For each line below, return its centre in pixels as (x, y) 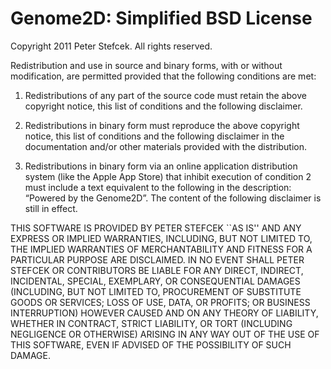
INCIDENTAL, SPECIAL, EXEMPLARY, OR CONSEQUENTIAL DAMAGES (155, 281)
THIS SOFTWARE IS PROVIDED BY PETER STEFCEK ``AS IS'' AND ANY (156, 228)
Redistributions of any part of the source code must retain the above (165, 95)
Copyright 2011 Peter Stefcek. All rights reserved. (111, 46)
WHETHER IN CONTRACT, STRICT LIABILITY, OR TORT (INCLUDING (151, 323)
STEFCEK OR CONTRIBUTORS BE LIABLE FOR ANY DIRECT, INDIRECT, (157, 270)
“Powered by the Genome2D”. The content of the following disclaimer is (173, 198)
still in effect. (51, 208)
